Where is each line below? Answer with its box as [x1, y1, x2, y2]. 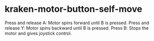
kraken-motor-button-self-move [4, 3, 143, 15]
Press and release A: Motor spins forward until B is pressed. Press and [4, 20, 150, 26]
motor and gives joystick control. [4, 30, 72, 36]
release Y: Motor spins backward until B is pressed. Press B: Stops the [4, 25, 149, 31]
